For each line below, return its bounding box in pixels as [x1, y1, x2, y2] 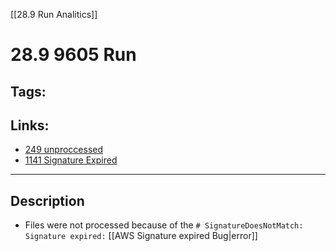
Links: [10, 117, 50, 134]
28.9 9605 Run [10, 44, 137, 66]
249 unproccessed [24, 144, 104, 156]
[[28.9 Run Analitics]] [10, 9, 98, 20]
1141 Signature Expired [24, 154, 118, 166]
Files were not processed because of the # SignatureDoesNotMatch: [24, 219, 304, 231]
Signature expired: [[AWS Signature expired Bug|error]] [24, 230, 258, 242]
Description [10, 192, 85, 209]
